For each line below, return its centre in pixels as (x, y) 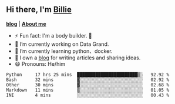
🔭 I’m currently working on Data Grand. (62, 44)
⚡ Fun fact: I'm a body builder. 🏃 (53, 35)
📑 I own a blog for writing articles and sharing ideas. (78, 58)
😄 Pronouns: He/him (40, 63)
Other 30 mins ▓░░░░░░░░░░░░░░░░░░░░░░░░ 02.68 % (87, 85)
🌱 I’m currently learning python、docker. (63, 51)
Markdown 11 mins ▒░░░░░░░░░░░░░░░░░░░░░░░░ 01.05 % (87, 90)
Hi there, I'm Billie (39, 10)
